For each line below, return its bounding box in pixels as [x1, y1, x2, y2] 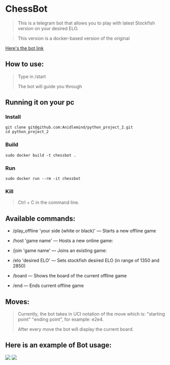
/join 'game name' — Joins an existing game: [12, 248, 107, 254]
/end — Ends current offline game [12, 282, 84, 289]
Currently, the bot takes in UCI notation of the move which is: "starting [17, 310, 165, 317]
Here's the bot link [5, 45, 44, 51]
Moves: [5, 297, 30, 306]
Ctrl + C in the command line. [17, 199, 80, 205]
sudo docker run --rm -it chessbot [5, 176, 81, 181]
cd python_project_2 [5, 129, 49, 135]
